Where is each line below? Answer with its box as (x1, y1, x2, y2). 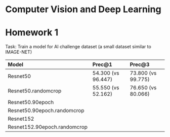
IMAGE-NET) (5, 49, 32, 55)
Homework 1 (5, 27, 59, 39)
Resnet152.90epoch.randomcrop (8, 123, 88, 130)
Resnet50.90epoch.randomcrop (8, 107, 84, 114)
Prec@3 (130, 61, 150, 68)
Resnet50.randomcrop (8, 87, 62, 94)
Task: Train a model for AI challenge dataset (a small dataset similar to (5, 44, 152, 50)
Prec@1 (92, 61, 112, 68)
